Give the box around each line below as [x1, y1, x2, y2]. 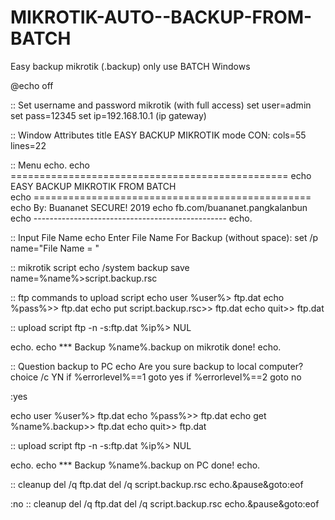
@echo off [10, 79, 54, 91]
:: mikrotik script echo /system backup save [10, 261, 190, 273]
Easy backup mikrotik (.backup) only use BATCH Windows [10, 60, 251, 72]
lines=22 [10, 139, 47, 151]
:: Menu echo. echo [10, 159, 90, 171]
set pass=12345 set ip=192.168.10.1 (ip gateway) [10, 109, 207, 121]
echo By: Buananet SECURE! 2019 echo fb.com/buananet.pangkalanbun [10, 201, 308, 213]
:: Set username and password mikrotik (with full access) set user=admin [10, 99, 312, 111]
